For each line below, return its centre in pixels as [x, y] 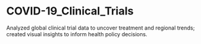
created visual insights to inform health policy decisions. [77, 34]
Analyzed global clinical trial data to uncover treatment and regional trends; [100, 28]
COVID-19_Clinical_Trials [70, 11]
